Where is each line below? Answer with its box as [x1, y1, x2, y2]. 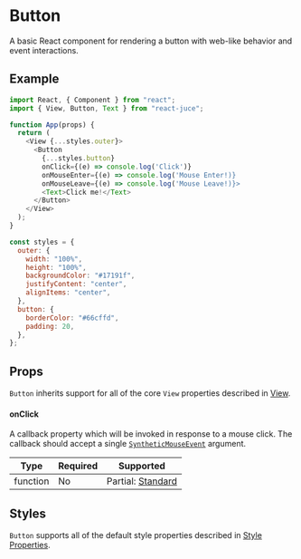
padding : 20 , [25, 322, 75, 331]
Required [58, 459, 99, 472]
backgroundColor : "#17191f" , [25, 271, 136, 281]
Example [9, 72, 60, 87]
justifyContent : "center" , [25, 280, 127, 289]
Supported [118, 459, 165, 472]
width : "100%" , [25, 255, 83, 264]
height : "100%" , [25, 263, 88, 272]
